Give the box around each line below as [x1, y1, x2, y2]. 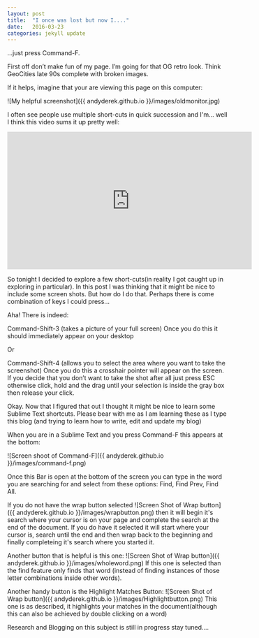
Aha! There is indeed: [7, 311, 69, 319]
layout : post [7, 10, 45, 17]
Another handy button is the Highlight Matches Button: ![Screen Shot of [7, 588, 213, 596]
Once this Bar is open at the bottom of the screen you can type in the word [7, 472, 222, 481]
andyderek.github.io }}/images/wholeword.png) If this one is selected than [7, 559, 221, 567]
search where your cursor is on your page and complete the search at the [7, 516, 220, 524]
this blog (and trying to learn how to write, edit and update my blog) [7, 417, 202, 426]
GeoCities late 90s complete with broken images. [7, 70, 149, 78]
